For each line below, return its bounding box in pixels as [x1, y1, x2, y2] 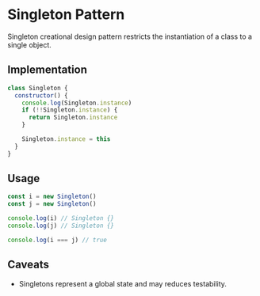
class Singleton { [7, 84, 68, 92]
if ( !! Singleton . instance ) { [21, 106, 118, 114]
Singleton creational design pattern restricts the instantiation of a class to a [7, 32, 253, 41]
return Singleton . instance [28, 113, 118, 122]
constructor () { [14, 91, 68, 100]
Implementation [7, 63, 88, 77]
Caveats [7, 258, 49, 271]
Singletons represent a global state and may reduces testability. [18, 279, 227, 288]
